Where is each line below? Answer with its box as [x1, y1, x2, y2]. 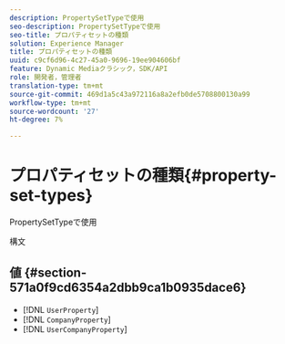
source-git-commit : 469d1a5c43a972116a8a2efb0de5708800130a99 [9, 89, 250, 99]
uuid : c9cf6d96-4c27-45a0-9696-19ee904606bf [9, 56, 181, 65]
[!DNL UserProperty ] [22, 304, 99, 315]
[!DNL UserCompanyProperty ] [22, 323, 127, 334]
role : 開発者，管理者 [9, 73, 82, 82]
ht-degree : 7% [9, 115, 64, 124]
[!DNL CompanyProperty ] [22, 314, 111, 325]
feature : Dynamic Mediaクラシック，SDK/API [9, 65, 168, 74]
